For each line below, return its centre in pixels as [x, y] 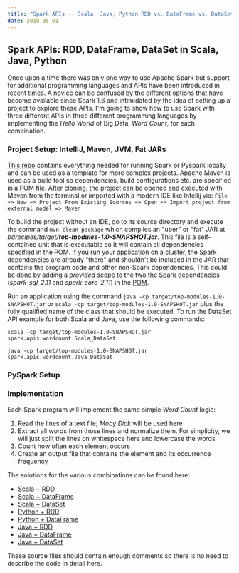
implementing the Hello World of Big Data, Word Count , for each [101, 123]
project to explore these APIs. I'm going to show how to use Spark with [111, 108]
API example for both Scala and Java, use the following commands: [106, 319]
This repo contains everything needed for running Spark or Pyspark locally [117, 165]
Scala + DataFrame [46, 496]
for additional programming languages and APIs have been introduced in [114, 86]
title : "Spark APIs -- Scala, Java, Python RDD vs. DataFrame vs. [108, 14]
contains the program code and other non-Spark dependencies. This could [117, 267]
